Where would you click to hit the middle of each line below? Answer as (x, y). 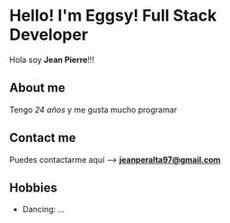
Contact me (43, 138)
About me (37, 88)
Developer (49, 35)
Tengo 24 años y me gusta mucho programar (93, 110)
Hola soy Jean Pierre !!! (52, 59)
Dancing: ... (44, 210)
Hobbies (34, 187)
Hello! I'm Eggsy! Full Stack (113, 16)
